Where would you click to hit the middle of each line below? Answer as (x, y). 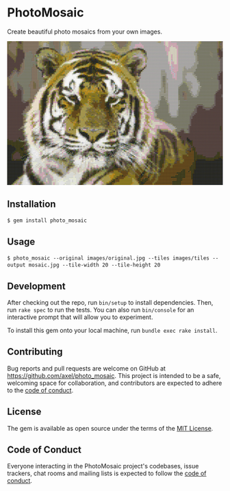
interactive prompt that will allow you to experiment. (80, 317)
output (16, 265)
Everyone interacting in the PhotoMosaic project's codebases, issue (103, 466)
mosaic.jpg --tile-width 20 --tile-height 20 (94, 265)
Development (37, 286)
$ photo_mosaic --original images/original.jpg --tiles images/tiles (108, 258)
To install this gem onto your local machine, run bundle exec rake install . (112, 331)
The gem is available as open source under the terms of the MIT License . (110, 428)
